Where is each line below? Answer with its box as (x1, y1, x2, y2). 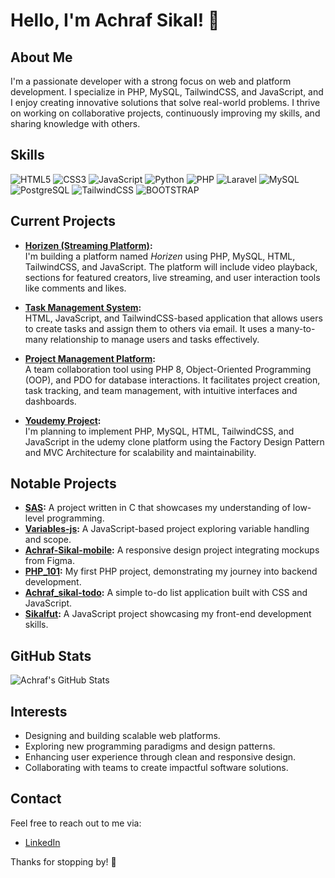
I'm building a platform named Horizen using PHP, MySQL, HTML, (24, 250, 296, 262)
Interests (10, 703, 68, 720)
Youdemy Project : (24, 414, 102, 426)
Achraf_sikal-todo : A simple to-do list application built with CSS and (24, 587, 308, 599)
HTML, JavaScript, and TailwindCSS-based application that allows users (24, 312, 323, 324)
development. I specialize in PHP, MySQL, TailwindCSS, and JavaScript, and (10, 86, 324, 98)
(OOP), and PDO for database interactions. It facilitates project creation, (24, 374, 321, 386)
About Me (10, 49, 73, 66)
